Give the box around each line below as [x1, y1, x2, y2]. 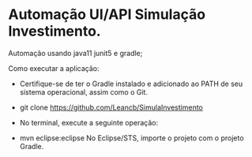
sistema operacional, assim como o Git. [19, 87, 149, 96]
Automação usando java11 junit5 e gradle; [8, 48, 143, 58]
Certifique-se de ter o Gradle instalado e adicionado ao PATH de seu [19, 79, 243, 88]
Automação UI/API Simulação [8, 6, 206, 24]
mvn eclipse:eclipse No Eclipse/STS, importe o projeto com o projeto [19, 133, 244, 143]
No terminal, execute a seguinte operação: [19, 118, 159, 127]
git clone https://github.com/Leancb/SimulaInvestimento [19, 103, 204, 112]
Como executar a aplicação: [8, 63, 100, 73]
